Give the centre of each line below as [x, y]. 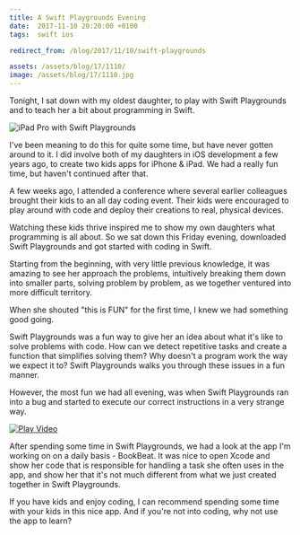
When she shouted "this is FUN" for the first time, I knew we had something [149, 310]
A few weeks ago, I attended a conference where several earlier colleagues [149, 191]
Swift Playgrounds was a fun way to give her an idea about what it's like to [146, 337]
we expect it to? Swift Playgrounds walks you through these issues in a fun [147, 365]
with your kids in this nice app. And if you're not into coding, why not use [144, 511]
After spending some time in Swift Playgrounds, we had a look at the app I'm [150, 446]
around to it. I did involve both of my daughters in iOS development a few [144, 154]
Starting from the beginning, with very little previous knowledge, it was [140, 264]
